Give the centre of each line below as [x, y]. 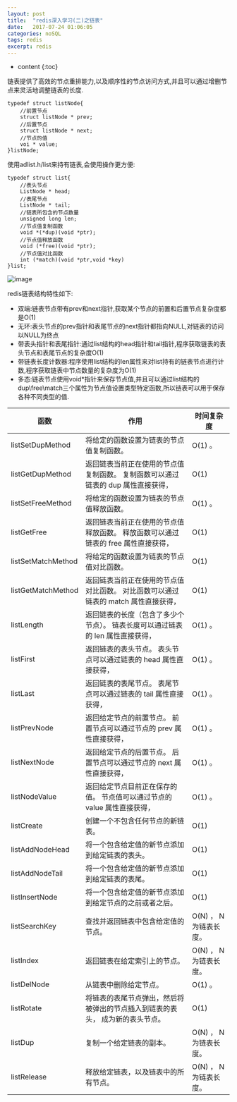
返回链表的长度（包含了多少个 [135, 614]
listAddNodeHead [40, 849]
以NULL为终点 [38, 335]
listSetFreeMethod [41, 503]
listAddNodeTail [37, 873]
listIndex [25, 961]
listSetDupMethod [41, 445]
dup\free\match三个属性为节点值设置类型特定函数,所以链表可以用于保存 [121, 388]
